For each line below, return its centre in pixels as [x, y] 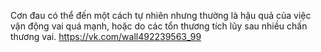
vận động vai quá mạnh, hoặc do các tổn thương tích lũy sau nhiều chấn [159, 26]
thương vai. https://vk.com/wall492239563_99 [106, 36]
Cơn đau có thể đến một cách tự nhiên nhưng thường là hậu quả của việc [161, 15]
